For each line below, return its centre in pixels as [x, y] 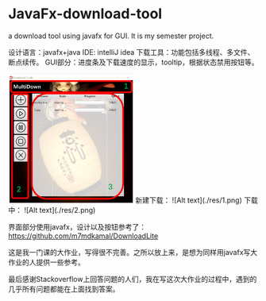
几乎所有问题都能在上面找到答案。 [64, 289]
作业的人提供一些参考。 [46, 262]
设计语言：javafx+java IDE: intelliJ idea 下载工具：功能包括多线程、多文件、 [131, 52]
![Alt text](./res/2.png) [60, 210]
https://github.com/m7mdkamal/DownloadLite [83, 236]
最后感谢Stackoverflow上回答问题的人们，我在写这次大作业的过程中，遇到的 [133, 280]
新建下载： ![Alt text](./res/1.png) [188, 200]
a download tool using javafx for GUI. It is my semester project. [111, 36]
